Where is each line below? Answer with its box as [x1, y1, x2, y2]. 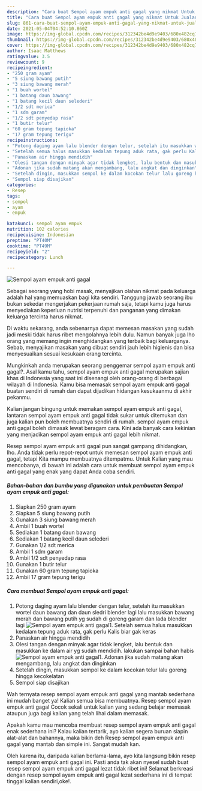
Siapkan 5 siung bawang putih [15, 510, 91, 517]
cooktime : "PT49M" [7, 243, 53, 249]
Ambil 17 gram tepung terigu [15, 574, 86, 581]
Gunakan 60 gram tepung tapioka [15, 567, 99, 574]
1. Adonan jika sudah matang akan [99, 653, 183, 661]
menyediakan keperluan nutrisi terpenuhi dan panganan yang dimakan [7, 307, 181, 314]
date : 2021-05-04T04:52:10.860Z [7, 25, 88, 32]
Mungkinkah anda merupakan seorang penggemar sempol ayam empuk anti [7, 362, 195, 369]
